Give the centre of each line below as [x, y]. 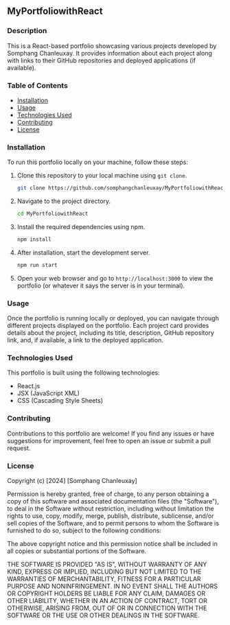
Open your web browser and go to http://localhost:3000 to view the [115, 278]
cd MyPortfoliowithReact [53, 214]
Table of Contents [38, 85]
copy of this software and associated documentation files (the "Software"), [113, 501]
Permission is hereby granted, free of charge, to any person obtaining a [108, 494]
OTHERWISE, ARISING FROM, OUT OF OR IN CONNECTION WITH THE [107, 608]
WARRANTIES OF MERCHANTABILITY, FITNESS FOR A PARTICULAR [104, 578]
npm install [34, 239]
